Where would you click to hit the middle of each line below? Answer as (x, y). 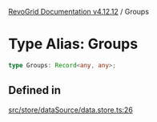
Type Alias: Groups (73, 44)
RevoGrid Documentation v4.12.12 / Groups (79, 12)
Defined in (35, 90)
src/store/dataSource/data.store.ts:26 (71, 110)
